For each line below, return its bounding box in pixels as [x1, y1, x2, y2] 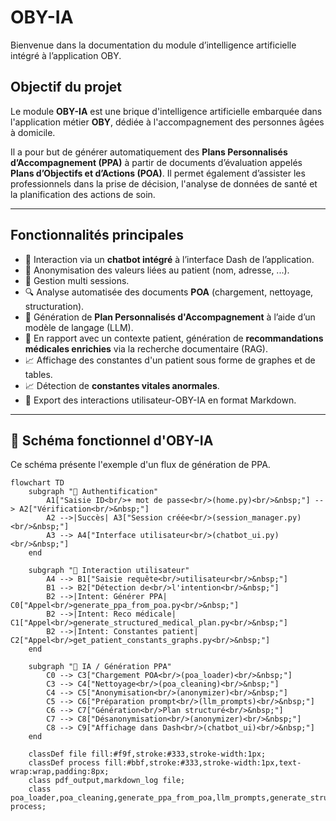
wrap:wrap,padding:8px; [10, 767, 110, 777]
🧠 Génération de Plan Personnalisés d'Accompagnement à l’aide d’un [24, 311, 316, 323]
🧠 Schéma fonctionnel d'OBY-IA [10, 432, 214, 449]
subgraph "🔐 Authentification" [28, 487, 159, 497]
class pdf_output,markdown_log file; [28, 776, 186, 786]
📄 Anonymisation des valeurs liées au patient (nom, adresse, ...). [24, 264, 290, 276]
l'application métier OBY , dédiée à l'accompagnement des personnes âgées [10, 116, 325, 128]
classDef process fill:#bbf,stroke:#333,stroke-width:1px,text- [28, 758, 302, 768]
